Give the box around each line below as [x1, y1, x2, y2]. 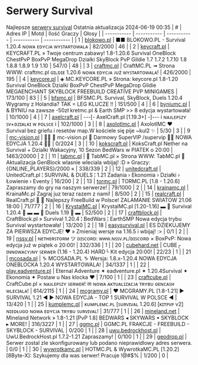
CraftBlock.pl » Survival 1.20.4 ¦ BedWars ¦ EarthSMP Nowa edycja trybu [6, 215, 182, 222]
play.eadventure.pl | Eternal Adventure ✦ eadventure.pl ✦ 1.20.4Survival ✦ [6, 267, 188, 274]
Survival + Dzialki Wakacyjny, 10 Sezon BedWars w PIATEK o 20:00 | [6, 146, 173, 153]
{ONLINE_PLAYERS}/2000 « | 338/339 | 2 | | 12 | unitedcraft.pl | [6, 165, 161, 172]
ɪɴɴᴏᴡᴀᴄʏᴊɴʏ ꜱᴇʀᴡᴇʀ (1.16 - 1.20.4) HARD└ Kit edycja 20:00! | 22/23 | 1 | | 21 [6, 248, 191, 255]
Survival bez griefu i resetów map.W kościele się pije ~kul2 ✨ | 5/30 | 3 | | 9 [6, 127, 191, 134]
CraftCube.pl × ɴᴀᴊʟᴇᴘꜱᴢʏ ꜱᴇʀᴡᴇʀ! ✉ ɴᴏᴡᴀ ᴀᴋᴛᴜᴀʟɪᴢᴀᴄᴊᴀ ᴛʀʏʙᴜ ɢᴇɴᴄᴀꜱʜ [6, 280, 174, 287]
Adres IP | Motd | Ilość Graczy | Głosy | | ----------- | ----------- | [6, 30, 165, 37]
